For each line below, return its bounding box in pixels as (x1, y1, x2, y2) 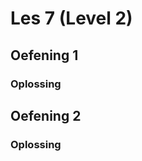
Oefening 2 (10, 107, 82, 124)
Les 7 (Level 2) (10, 7, 133, 30)
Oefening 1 (10, 47, 79, 64)
